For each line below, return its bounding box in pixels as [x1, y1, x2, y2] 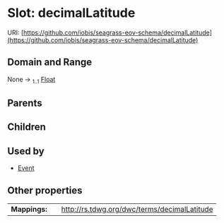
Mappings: [11, 204, 48, 214]
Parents [7, 97, 42, 109]
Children [7, 121, 46, 133]
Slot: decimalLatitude [7, 5, 136, 21]
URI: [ [7, 28, 24, 37]
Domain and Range [7, 56, 93, 68]
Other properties [7, 184, 83, 196]
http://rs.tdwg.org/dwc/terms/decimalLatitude [61, 204, 213, 214]
